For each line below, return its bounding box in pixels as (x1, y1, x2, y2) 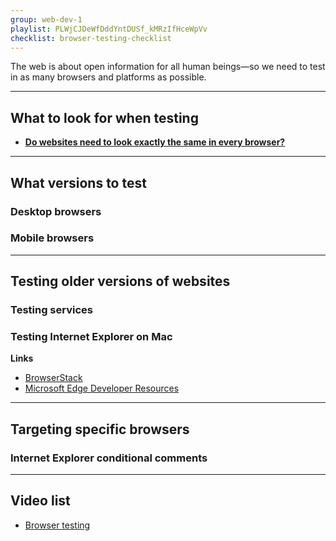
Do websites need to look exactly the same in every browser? (24, 136, 286, 148)
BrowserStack (24, 372, 83, 384)
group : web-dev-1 (10, 14, 83, 25)
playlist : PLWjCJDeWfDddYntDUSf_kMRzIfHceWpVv (10, 24, 208, 34)
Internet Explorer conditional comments (10, 451, 208, 465)
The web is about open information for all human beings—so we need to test (10, 61, 326, 73)
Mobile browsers (10, 231, 95, 245)
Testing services (10, 303, 93, 317)
